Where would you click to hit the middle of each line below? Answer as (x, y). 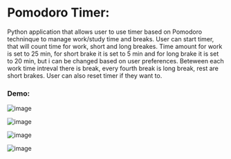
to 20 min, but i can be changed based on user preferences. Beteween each (116, 61)
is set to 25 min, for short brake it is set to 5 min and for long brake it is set (113, 54)
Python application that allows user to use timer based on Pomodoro (105, 32)
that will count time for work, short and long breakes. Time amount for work (115, 46)
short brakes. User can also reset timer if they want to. (85, 75)
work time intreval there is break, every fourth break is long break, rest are (113, 68)
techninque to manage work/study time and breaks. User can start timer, (111, 39)
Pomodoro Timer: (58, 13)
